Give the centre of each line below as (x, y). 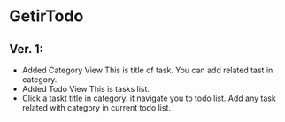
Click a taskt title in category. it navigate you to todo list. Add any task (149, 98)
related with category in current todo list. (96, 107)
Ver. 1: (27, 49)
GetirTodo (46, 16)
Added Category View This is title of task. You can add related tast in (147, 70)
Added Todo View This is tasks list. (86, 89)
